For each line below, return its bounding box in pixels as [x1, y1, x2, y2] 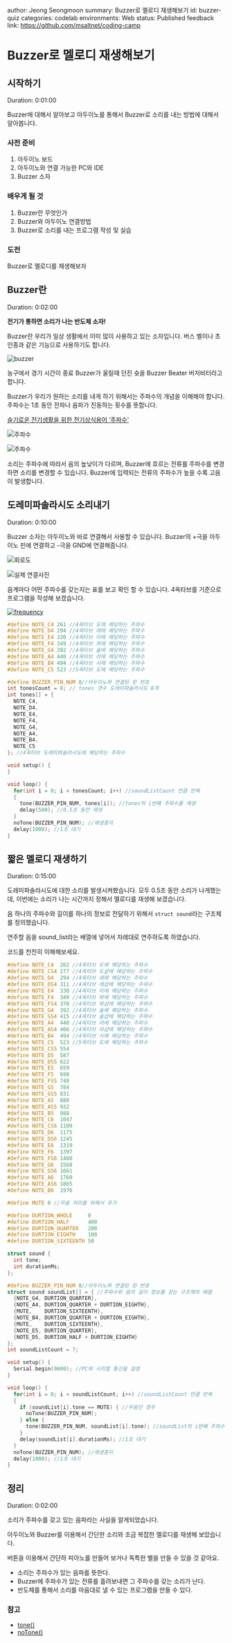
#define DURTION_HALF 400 [7, 1218, 98, 1225]
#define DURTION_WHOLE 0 [7, 1211, 91, 1219]
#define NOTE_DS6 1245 [7, 1135, 73, 1143]
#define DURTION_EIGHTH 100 [7, 1232, 98, 1238]
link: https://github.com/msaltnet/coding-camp [7, 21, 141, 29]
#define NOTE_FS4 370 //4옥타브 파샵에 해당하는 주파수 [7, 1000, 153, 1007]
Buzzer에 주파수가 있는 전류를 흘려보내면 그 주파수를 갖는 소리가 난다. [17, 1577, 206, 1586]
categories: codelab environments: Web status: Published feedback [20, 14, 215, 22]
